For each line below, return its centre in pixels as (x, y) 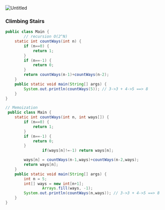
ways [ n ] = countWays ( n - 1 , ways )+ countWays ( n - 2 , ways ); (81, 160)
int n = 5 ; (35, 179)
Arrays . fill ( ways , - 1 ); (68, 188)
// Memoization (22, 108)
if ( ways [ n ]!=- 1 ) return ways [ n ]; (78, 151)
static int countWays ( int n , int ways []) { (62, 117)
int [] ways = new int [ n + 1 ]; (54, 184)
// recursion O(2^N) (46, 37)
